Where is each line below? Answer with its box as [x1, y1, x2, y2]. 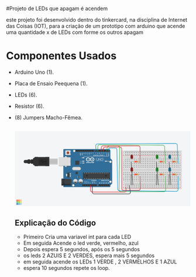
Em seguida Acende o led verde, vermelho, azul [23, 240, 139, 247]
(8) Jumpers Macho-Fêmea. [14, 114, 83, 121]
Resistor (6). [14, 102, 44, 110]
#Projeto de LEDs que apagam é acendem [6, 5, 108, 12]
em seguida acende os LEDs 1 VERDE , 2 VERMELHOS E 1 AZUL [23, 258, 177, 265]
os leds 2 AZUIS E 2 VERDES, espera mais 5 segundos [23, 252, 155, 259]
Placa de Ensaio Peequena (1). [14, 80, 88, 87]
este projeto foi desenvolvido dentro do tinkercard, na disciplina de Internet [6, 16, 188, 23]
